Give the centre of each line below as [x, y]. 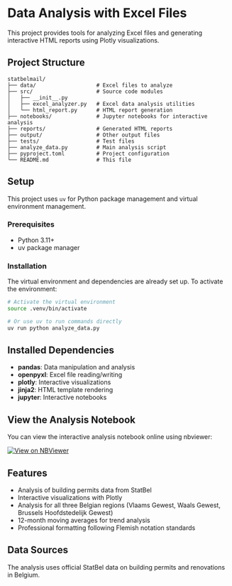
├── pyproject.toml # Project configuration [89, 153]
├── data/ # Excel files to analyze [90, 85]
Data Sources [38, 550]
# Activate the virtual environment [61, 302]
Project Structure [46, 63]
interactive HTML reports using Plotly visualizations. [83, 40]
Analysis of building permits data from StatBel [85, 490]
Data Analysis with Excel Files [97, 13]
